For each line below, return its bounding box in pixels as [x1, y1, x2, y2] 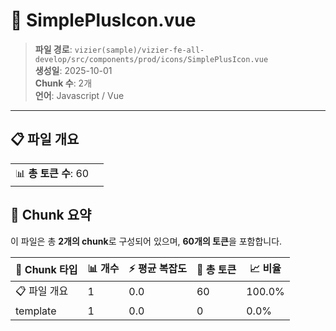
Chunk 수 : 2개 [34, 77, 93, 89]
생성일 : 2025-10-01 [34, 64, 113, 76]
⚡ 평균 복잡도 [128, 261, 187, 275]
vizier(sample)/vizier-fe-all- [74, 45, 205, 55]
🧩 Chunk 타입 [15, 263, 78, 277]
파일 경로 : [34, 43, 73, 55]
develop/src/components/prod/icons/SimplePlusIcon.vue [34, 54, 269, 64]
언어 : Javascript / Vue [34, 89, 125, 101]
